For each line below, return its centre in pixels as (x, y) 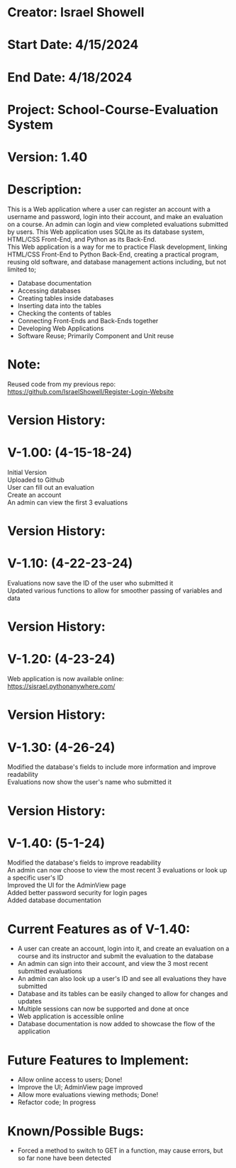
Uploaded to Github (36, 480)
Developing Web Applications (61, 328)
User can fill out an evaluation (51, 487)
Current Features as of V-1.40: (99, 929)
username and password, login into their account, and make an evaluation (115, 216)
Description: (45, 190)
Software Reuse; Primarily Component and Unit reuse (96, 336)
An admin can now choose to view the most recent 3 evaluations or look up (117, 870)
